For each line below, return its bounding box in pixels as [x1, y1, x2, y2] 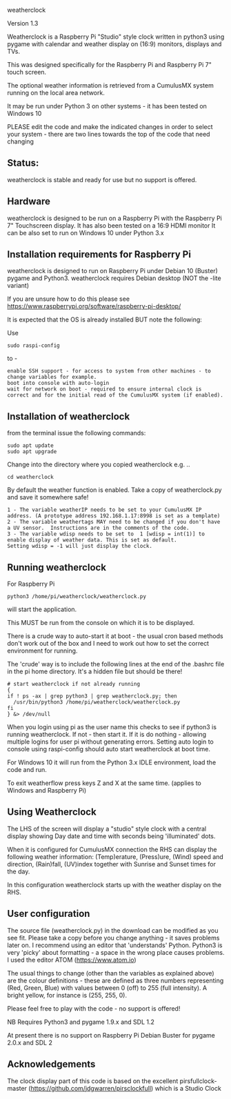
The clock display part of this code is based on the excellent [7, 1076, 179, 1085]
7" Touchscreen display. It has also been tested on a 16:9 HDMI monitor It [7, 221, 216, 230]
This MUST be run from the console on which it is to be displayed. [7, 619, 195, 627]
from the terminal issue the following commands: [7, 429, 146, 437]
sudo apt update [7, 442, 54, 449]
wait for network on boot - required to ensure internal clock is [7, 386, 202, 393]
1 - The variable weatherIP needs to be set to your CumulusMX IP [7, 506, 202, 513]
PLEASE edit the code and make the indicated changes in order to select [7, 123, 213, 130]
